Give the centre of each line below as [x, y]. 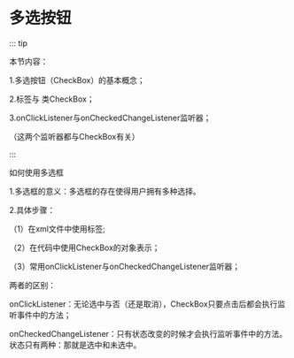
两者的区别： [32, 285]
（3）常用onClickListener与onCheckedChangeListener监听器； [125, 266]
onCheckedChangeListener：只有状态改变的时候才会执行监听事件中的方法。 [148, 333]
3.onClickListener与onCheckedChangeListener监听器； [110, 118]
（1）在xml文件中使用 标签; [58, 229]
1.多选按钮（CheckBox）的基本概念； [77, 80]
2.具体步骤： [32, 209]
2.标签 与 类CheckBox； [52, 99]
